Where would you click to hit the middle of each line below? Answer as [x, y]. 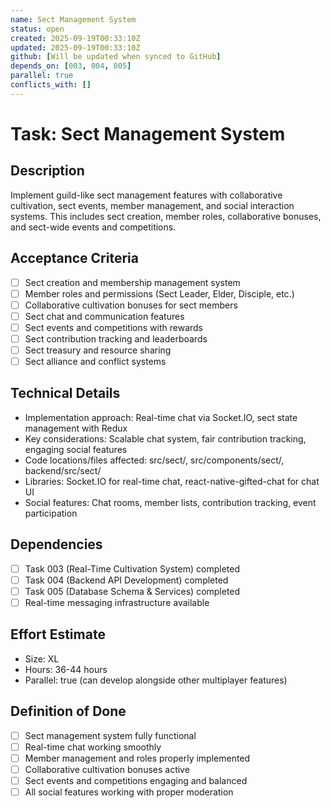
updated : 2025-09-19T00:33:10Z [75, 47]
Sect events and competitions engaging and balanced [136, 780]
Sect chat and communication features [104, 316]
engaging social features [76, 449]
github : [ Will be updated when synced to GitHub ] [116, 57]
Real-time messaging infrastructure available [117, 602]
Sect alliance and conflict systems [95, 361]
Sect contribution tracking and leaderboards [116, 338]
